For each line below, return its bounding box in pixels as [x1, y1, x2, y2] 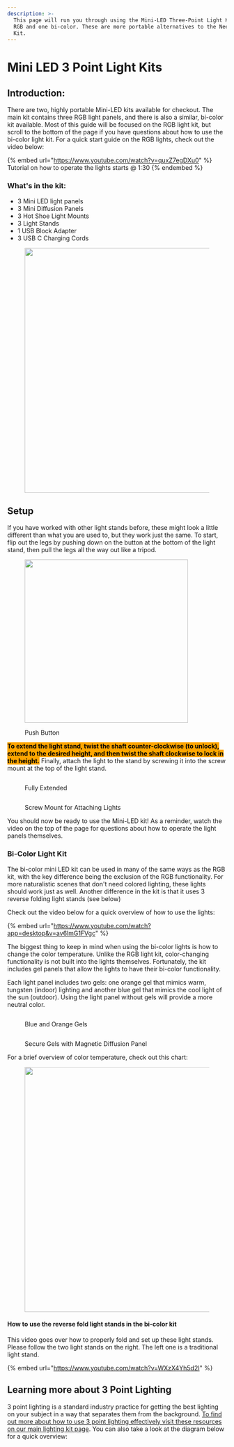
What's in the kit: [7, 181, 66, 191]
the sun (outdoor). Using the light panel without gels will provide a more [7, 993, 213, 1001]
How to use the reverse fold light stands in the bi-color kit [7, 1320, 177, 1329]
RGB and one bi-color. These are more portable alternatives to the [13, 23, 217, 30]
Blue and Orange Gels [24, 1019, 88, 1028]
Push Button [24, 728, 60, 737]
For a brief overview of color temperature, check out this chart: [7, 1053, 188, 1061]
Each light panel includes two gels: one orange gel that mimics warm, [7, 978, 207, 986]
